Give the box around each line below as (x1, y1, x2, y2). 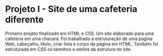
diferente (5, 14, 44, 25)
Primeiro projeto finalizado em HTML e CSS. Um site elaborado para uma (5, 30, 155, 36)
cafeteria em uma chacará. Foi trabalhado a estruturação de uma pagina (5, 36, 153, 42)
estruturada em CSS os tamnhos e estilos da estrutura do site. (5, 46, 132, 52)
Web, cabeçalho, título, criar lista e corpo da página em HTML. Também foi (5, 41, 159, 47)
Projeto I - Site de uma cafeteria (5, 3, 138, 15)
